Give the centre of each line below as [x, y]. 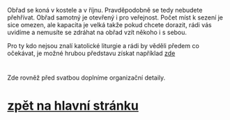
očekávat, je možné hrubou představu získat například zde [91, 53]
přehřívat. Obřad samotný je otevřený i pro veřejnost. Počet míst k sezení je [115, 17]
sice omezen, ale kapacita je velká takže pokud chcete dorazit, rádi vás [109, 25]
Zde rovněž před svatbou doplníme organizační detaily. [86, 78]
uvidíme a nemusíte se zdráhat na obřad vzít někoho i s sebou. [97, 32]
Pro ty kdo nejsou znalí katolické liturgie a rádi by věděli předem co [103, 46]
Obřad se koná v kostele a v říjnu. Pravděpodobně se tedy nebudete [105, 10]
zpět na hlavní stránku [73, 106]
